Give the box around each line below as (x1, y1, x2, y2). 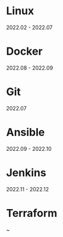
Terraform (6, 206, 58, 220)
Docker (6, 45, 43, 58)
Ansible (6, 126, 45, 139)
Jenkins (6, 166, 46, 179)
